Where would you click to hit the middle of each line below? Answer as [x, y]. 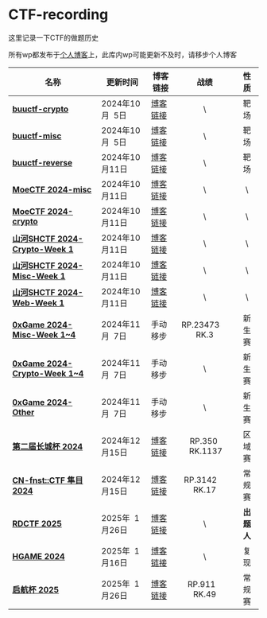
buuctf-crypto [41, 109]
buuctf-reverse [43, 162]
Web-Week [35, 302]
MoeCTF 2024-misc [52, 189]
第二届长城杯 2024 [48, 446]
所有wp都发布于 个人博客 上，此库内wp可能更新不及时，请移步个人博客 [123, 54]
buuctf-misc [37, 135]
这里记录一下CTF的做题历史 [54, 37]
